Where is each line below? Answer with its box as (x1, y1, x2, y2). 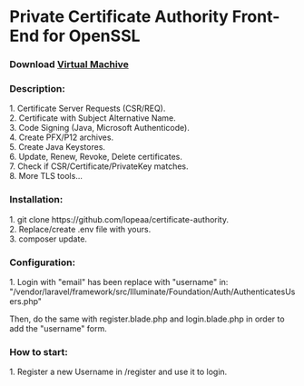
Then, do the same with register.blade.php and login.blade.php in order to (9, 313, 285, 324)
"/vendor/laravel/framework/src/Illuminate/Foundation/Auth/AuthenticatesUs (9, 286, 296, 297)
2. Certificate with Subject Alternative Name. (9, 113, 177, 124)
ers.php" (9, 296, 43, 306)
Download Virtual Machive (9, 58, 129, 71)
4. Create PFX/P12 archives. (9, 132, 114, 143)
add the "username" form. (9, 323, 107, 333)
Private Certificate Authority (9, 6, 229, 27)
